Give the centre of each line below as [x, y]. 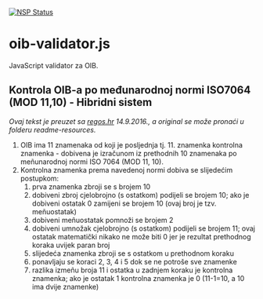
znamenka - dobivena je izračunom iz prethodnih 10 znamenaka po [128, 153]
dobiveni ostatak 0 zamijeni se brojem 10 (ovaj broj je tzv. [124, 203]
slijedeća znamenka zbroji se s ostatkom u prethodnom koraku [133, 253]
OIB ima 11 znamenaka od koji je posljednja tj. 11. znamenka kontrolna [131, 144]
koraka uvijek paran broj [71, 245]
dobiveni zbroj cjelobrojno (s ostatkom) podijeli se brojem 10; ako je [141, 195]
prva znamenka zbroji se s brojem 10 [91, 186]
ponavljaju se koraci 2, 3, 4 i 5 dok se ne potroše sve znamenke [134, 261]
